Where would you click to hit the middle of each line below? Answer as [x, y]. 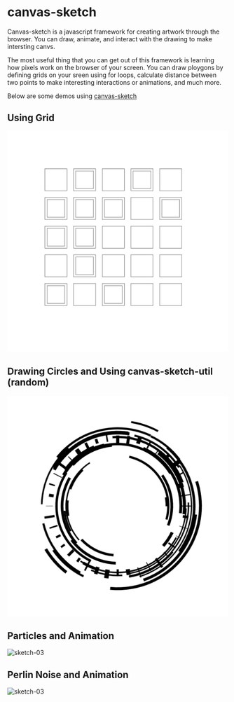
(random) [28, 383]
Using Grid [31, 118]
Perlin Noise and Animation [68, 674]
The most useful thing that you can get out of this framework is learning [111, 60]
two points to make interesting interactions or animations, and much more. [115, 82]
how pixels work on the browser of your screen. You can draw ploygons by [115, 67]
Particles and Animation [61, 636]
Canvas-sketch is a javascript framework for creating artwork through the [113, 32]
